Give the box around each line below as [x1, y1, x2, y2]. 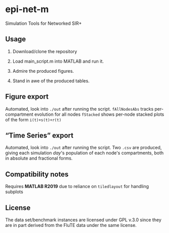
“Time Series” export [5, 131, 74, 139]
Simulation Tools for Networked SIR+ [5, 20, 82, 26]
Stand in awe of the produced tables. [12, 77, 90, 84]
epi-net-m [5, 4, 49, 15]
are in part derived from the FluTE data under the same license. [5, 222, 137, 228]
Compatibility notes [5, 170, 69, 178]
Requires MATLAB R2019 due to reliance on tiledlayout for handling [5, 183, 149, 190]
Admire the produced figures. [12, 68, 74, 74]
